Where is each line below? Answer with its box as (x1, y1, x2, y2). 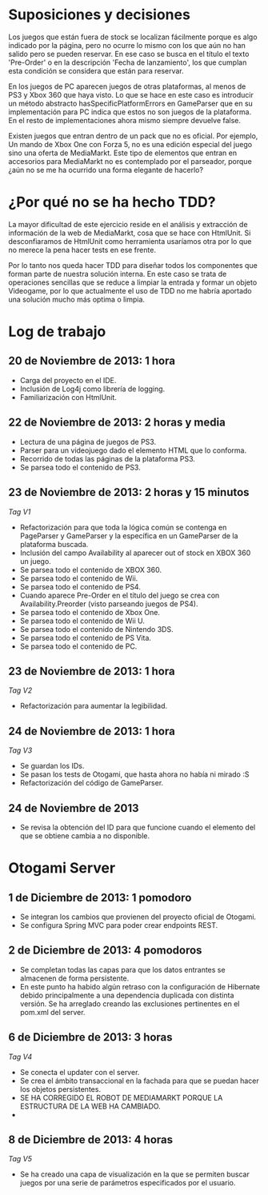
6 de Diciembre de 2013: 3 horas (8, 1030, 174, 1045)
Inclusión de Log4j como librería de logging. (19, 384, 166, 394)
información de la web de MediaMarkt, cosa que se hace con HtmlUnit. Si (8, 228, 251, 238)
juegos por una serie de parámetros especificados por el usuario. (19, 1178, 236, 1188)
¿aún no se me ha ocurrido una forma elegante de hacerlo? (8, 165, 204, 174)
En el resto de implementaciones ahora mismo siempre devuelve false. (8, 115, 242, 125)
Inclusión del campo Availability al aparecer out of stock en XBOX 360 (19, 548, 251, 558)
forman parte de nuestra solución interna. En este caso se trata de (8, 269, 227, 278)
